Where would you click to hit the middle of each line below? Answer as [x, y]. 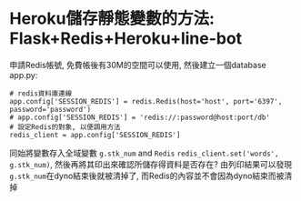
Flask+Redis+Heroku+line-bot [126, 39]
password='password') [50, 109]
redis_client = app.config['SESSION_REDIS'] [95, 135]
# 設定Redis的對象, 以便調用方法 [65, 127]
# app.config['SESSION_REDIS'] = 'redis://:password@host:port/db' [140, 117]
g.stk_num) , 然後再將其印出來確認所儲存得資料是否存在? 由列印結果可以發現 [151, 164]
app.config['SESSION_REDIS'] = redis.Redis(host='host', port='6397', [146, 101]
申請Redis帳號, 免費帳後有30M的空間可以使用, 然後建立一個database [138, 65]
